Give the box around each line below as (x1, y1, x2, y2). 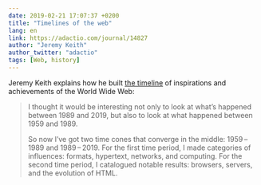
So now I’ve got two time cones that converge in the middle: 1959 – (27, 134, 248, 144)
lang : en (8, 26, 38, 34)
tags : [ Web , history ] (8, 57, 81, 65)
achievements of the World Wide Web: (8, 86, 135, 96)
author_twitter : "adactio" (8, 49, 98, 57)
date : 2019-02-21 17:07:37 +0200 (8, 11, 120, 20)
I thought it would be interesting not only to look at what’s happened (27, 101, 251, 112)
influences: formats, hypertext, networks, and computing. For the (27, 151, 243, 160)
